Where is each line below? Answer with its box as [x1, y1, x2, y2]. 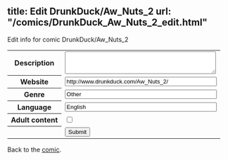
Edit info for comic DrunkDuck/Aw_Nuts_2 [7, 35, 129, 44]
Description [14, 58, 55, 68]
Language [17, 102, 51, 112]
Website [20, 77, 49, 87]
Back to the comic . [7, 145, 62, 154]
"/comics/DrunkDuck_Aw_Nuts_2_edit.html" [7, 17, 208, 29]
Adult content [11, 115, 58, 125]
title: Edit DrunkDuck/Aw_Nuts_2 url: [7, 6, 172, 18]
